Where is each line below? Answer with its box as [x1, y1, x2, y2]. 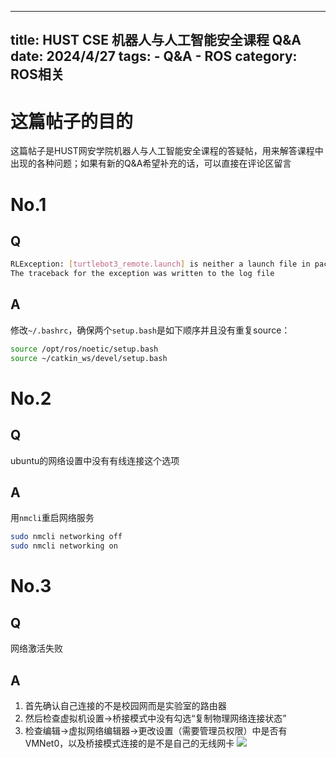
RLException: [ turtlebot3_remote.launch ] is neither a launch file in [10, 259, 311, 270]
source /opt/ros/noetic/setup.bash [10, 344, 159, 354]
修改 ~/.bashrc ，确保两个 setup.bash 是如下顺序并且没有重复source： [10, 324, 291, 336]
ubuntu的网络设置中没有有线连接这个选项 [10, 454, 180, 466]
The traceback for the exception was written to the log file [10, 269, 275, 279]
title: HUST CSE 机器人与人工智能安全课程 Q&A [10, 32, 302, 49]
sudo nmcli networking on [10, 541, 118, 551]
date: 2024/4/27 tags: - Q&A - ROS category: [10, 48, 298, 65]
